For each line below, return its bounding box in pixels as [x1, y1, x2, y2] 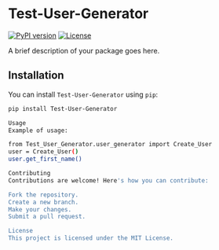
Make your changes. [8, 205, 72, 213]
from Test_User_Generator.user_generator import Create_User [8, 141, 213, 149]
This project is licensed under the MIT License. [8, 234, 174, 242]
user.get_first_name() [8, 155, 82, 164]
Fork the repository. [8, 190, 79, 199]
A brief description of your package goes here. [8, 46, 160, 55]
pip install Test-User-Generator [8, 105, 118, 112]
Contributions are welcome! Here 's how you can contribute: [8, 176, 210, 185]
